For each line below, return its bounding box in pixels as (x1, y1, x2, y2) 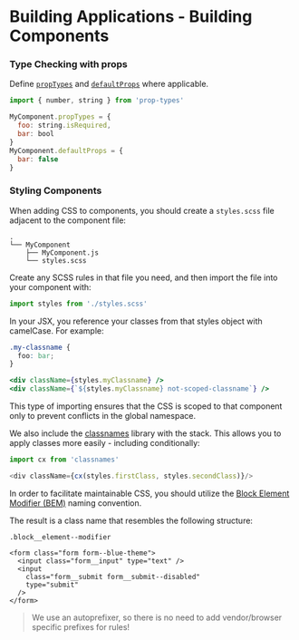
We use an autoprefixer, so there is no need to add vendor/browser (31, 612, 283, 623)
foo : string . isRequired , (17, 121, 111, 131)
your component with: (9, 281, 92, 292)
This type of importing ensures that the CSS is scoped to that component (9, 401, 283, 412)
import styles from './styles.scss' (9, 299, 148, 308)
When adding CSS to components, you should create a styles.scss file (9, 205, 275, 216)
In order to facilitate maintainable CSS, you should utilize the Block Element (9, 488, 290, 499)
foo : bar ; (17, 351, 54, 360)
